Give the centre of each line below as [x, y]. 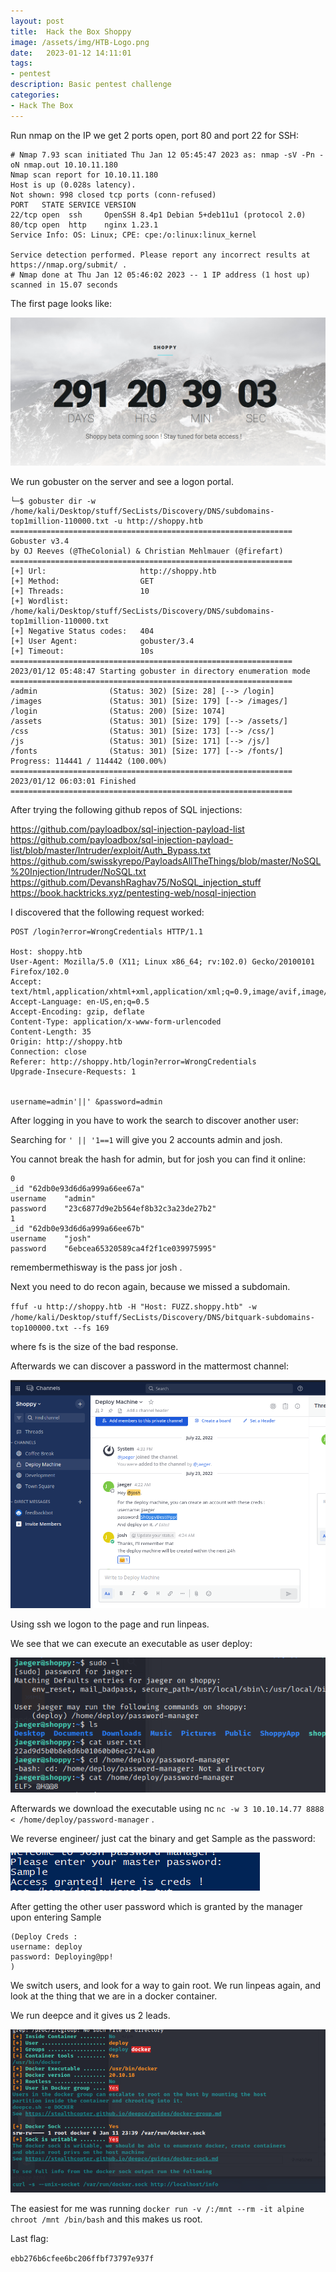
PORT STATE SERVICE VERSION [73, 205]
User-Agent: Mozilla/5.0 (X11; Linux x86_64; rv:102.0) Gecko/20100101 [162, 962]
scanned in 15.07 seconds [64, 285]
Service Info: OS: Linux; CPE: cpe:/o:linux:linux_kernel [133, 235]
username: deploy [46, 1946]
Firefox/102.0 [40, 972]
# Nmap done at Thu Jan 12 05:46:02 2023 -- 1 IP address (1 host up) [160, 275]
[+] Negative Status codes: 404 [82, 631]
